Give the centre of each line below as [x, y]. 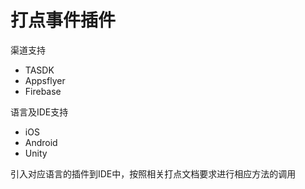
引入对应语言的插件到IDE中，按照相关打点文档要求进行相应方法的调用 [153, 173]
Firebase [43, 91]
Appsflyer [45, 80]
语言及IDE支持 [39, 112]
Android [41, 142]
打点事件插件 [63, 20]
